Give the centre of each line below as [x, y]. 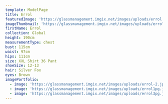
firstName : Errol [23, 28]
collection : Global [25, 33]
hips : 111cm [17, 56]
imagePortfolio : [22, 79]
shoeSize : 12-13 [22, 65]
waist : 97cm [17, 51]
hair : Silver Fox [23, 70]
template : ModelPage [27, 10]
